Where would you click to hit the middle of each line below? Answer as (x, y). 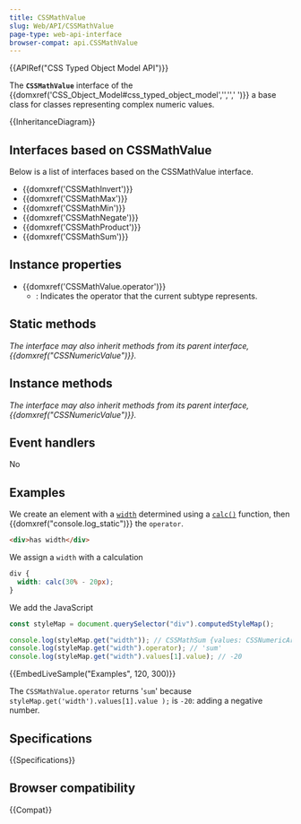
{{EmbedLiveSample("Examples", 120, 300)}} (93, 674)
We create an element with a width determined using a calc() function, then (150, 514)
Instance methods (61, 383)
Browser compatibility (73, 789)
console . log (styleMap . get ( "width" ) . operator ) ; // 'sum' (116, 648)
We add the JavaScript (52, 607)
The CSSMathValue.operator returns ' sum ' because (101, 691)
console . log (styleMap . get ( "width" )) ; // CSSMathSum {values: (126, 640)
